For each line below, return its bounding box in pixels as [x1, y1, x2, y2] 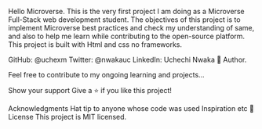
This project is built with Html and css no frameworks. [8, 40, 183, 49]
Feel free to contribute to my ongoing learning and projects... [8, 70, 206, 79]
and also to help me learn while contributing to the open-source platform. [8, 31, 246, 41]
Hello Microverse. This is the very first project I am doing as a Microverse [8, 7, 245, 16]
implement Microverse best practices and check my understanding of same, [8, 23, 255, 32]
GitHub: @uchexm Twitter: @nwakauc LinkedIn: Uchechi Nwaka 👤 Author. [8, 55, 247, 64]
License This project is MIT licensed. [8, 113, 127, 121]
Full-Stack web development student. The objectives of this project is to [8, 15, 241, 24]
